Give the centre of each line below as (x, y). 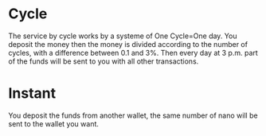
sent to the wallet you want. (54, 123)
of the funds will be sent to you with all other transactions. (104, 61)
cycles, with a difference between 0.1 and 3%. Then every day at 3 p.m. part (133, 52)
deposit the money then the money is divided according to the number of (128, 44)
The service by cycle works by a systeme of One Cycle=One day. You (123, 36)
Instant (32, 93)
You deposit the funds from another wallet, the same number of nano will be (133, 115)
